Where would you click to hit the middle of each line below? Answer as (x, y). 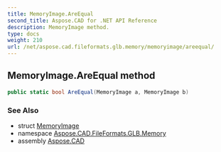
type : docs (23, 34)
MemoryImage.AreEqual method (81, 76)
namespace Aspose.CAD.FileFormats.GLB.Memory (92, 133)
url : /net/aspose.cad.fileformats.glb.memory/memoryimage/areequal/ (111, 47)
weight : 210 (25, 40)
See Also (23, 110)
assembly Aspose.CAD (51, 141)
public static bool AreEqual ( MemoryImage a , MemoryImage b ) (98, 92)
